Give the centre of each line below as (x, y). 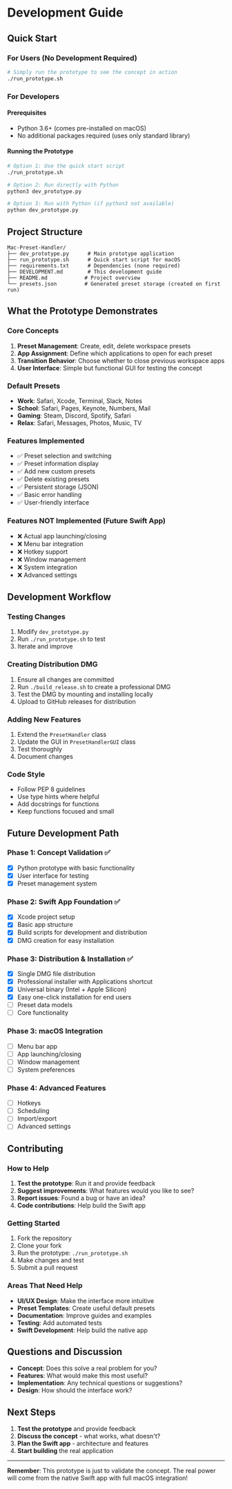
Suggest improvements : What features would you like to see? (106, 1191)
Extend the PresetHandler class (62, 734)
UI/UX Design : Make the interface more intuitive (85, 1300)
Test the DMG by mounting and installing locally (85, 694)
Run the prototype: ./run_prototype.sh (72, 1253)
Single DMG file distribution (56, 973)
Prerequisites (27, 113)
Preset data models (45, 1005)
